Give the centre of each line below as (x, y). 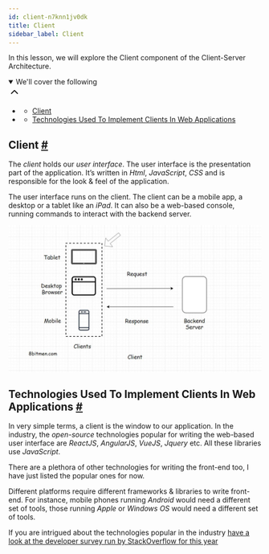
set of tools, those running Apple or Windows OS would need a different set (133, 509)
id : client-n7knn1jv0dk (48, 17)
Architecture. (30, 66)
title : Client (32, 25)
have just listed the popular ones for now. (77, 476)
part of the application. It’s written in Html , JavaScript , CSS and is (117, 173)
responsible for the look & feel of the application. (89, 182)
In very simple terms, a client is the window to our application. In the (121, 426)
